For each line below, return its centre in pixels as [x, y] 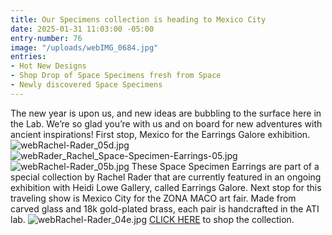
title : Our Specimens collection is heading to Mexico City [138, 19]
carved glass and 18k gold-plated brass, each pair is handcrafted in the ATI [165, 208]
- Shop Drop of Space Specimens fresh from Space [116, 76]
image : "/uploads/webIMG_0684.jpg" [84, 47]
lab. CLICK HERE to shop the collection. [152, 219]
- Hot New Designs [48, 66]
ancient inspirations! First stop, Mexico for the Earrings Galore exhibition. [160, 134]
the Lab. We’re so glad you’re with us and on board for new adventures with [166, 123]
